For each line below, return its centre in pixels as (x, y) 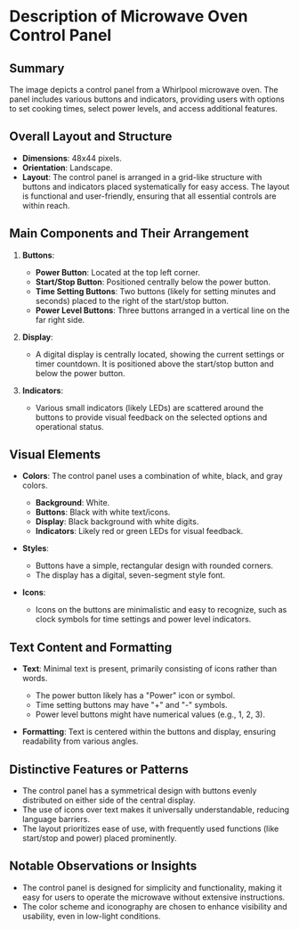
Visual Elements (55, 455)
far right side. (60, 319)
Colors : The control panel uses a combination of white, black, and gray (152, 476)
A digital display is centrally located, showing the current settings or (160, 354)
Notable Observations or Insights (103, 866)
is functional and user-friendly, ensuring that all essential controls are (149, 196)
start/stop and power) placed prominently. (99, 838)
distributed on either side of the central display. (109, 801)
